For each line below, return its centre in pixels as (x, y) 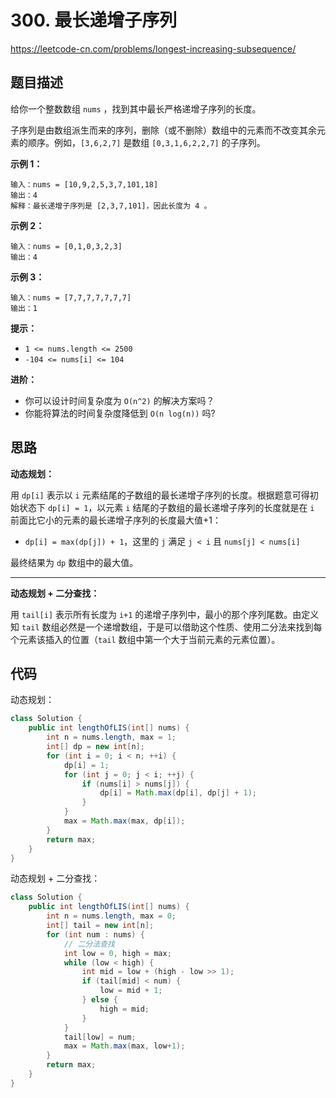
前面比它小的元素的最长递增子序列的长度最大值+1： (116, 520)
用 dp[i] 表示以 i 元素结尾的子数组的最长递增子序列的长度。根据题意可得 (160, 495)
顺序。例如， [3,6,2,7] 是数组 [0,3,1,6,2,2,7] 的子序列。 (146, 142)
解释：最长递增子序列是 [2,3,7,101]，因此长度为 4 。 (111, 206)
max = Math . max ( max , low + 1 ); (124, 1046)
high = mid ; (124, 1009)
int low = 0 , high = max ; (117, 953)
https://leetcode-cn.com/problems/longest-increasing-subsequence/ (153, 48)
